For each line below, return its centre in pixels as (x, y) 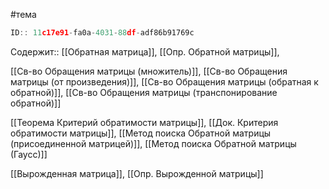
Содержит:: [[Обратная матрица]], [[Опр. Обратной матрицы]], (145, 51)
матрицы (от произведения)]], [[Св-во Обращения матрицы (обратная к (164, 81)
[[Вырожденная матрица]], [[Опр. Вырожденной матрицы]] (137, 173)
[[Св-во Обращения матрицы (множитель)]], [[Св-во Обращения (149, 71)
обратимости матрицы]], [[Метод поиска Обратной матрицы (141, 133)
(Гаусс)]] (29, 154)
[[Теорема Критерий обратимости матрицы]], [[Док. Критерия (144, 122)
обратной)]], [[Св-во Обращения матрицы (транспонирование (144, 92)
